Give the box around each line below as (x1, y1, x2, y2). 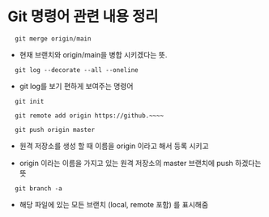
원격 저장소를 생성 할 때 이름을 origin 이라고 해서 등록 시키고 (19, 141, 209, 151)
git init (15, 97, 45, 105)
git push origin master (15, 126, 95, 134)
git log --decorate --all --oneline (15, 66, 139, 74)
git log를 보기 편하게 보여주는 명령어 (19, 81, 134, 91)
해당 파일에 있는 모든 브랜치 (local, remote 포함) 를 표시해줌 (19, 199, 208, 209)
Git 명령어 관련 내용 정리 (7, 7, 159, 26)
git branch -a (15, 184, 62, 193)
